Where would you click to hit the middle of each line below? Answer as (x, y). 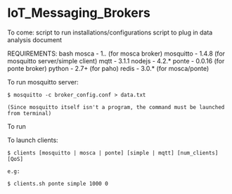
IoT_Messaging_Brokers (79, 13)
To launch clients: (33, 140)
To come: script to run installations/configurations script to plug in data (110, 32)
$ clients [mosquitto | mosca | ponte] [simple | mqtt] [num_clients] (113, 153)
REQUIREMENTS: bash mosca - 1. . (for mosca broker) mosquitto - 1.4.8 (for (116, 53)
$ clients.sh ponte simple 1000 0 (58, 183)
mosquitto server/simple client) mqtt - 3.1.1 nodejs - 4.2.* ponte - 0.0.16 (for (116, 60)
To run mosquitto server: (43, 82)
